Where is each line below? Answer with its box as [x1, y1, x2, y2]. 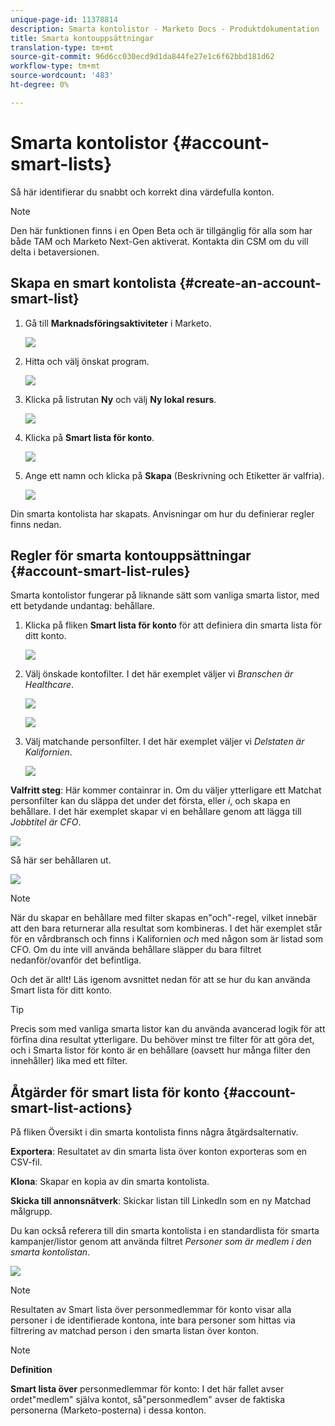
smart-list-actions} [10, 1099, 133, 1116]
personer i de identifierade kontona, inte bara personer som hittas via [10, 1314, 296, 1326]
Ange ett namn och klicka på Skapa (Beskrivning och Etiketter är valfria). [24, 469, 325, 481]
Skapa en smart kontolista [10, 275, 177, 292]
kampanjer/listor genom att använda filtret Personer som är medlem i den [10, 1236, 312, 1248]
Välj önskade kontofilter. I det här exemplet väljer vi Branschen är [24, 668, 294, 680]
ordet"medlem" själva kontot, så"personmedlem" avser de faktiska [10, 1394, 286, 1406]
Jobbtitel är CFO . [10, 816, 82, 828]
